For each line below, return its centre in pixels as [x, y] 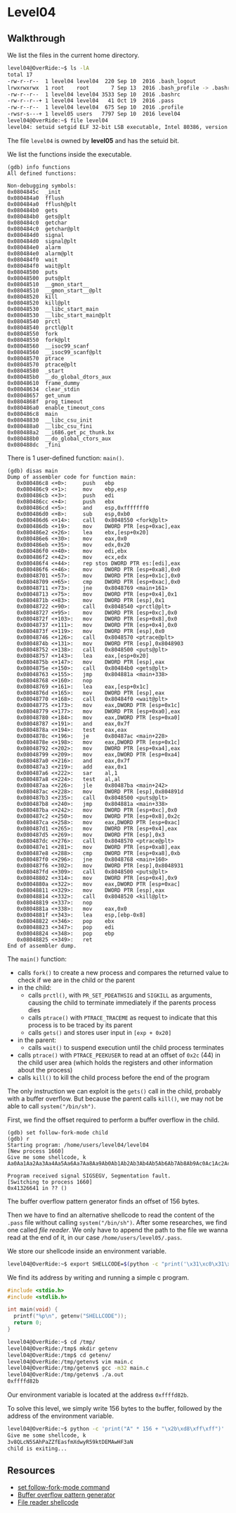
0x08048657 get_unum [39, 396]
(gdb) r [19, 1139]
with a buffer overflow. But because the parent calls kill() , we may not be [115, 1098]
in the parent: [37, 1040]
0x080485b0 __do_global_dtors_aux [59, 377]
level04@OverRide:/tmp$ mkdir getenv [63, 1348]
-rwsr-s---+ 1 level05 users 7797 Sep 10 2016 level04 [94, 114]
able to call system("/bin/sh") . [52, 1106]
